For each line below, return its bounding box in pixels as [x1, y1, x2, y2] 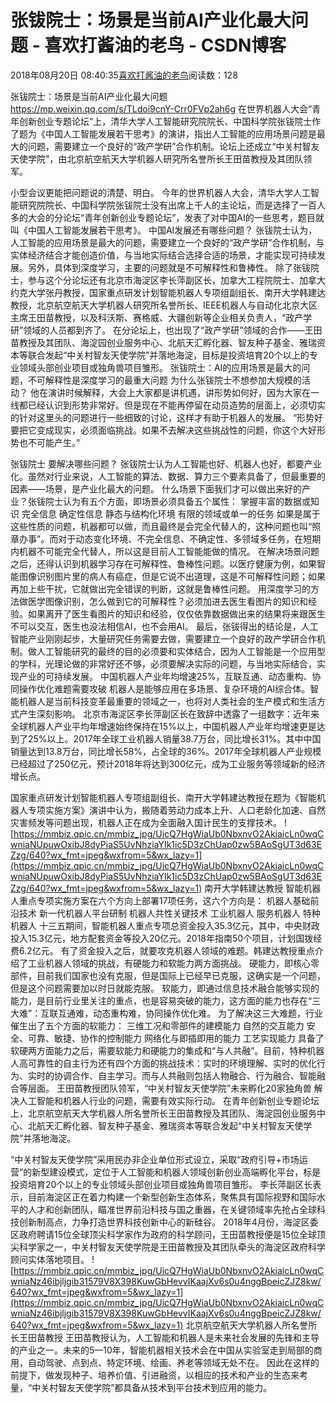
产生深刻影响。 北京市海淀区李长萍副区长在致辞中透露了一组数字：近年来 [18, 707, 320, 720]
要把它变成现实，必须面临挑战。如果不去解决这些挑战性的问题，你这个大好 [10, 424, 317, 436]
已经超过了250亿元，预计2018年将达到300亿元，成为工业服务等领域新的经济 [10, 757, 326, 770]
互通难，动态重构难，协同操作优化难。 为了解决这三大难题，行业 [58, 1007, 324, 1019]
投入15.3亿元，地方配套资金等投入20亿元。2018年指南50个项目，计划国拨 [10, 932, 314, 944]
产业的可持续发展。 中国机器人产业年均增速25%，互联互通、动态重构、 [18, 670, 313, 682]
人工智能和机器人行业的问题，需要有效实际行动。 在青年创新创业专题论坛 [18, 1094, 320, 1106]
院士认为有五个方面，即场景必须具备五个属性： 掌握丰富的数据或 [44, 495, 311, 507]
